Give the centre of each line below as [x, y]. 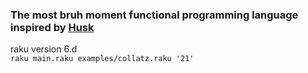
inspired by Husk [52, 27]
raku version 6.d [44, 49]
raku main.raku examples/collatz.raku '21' [102, 59]
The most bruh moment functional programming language [154, 15]
